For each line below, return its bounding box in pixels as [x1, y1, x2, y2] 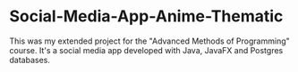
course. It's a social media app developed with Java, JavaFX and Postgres [9, 44, 284, 55]
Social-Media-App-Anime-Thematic [9, 6, 284, 27]
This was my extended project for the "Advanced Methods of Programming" [9, 36, 291, 46]
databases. [9, 54, 51, 65]
